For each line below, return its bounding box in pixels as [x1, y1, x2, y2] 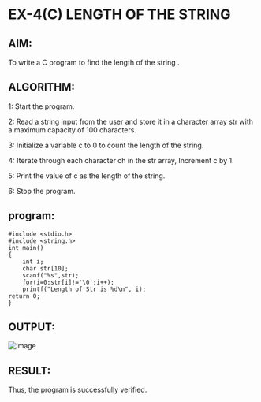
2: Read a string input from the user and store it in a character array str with [8, 117, 254, 126]
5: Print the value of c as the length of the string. [8, 171, 166, 181]
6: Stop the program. [8, 186, 76, 195]
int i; [22, 258, 44, 266]
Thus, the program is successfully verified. [8, 385, 147, 395]
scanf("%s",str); [22, 271, 80, 279]
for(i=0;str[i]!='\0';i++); [22, 278, 114, 286]
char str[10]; [22, 264, 69, 273]
